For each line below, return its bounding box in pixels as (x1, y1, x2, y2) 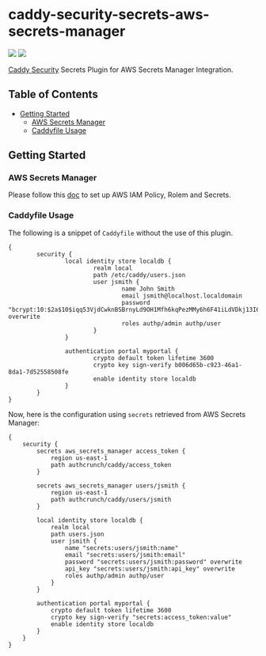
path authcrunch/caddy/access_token (50, 461, 172, 468)
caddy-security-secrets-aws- (8, 6, 210, 24)
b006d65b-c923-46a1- (174, 361, 243, 369)
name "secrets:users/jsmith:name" (64, 544, 179, 552)
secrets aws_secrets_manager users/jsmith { (36, 481, 186, 490)
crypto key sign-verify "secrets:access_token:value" (50, 613, 232, 621)
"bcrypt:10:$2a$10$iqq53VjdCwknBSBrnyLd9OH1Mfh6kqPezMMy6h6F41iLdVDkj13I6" (8, 305, 264, 313)
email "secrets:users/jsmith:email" (64, 551, 186, 559)
